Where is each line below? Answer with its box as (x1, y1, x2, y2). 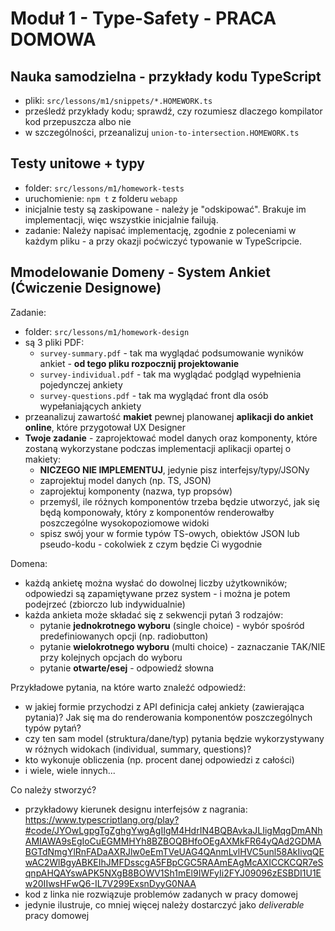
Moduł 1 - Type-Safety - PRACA (10, 7, 277, 30)
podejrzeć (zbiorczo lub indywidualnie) (24, 598, 186, 610)
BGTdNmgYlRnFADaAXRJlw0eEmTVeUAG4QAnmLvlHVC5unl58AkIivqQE (24, 845, 325, 857)
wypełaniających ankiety (39, 400, 142, 412)
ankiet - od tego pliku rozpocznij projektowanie (39, 357, 240, 369)
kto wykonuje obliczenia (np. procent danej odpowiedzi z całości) (24, 753, 295, 766)
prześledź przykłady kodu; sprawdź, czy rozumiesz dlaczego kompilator (24, 105, 323, 117)
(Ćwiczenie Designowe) (10, 280, 162, 297)
